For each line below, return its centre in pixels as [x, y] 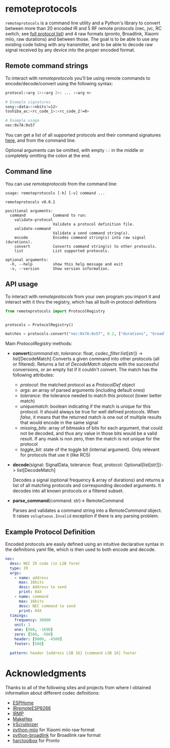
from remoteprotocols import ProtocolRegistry [55, 311]
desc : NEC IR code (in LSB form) [45, 563]
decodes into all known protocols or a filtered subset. [68, 491]
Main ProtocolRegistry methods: [39, 344]
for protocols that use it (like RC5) [55, 455]
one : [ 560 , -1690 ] [34, 630]
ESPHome [23, 703]
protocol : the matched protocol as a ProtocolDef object [77, 385]
